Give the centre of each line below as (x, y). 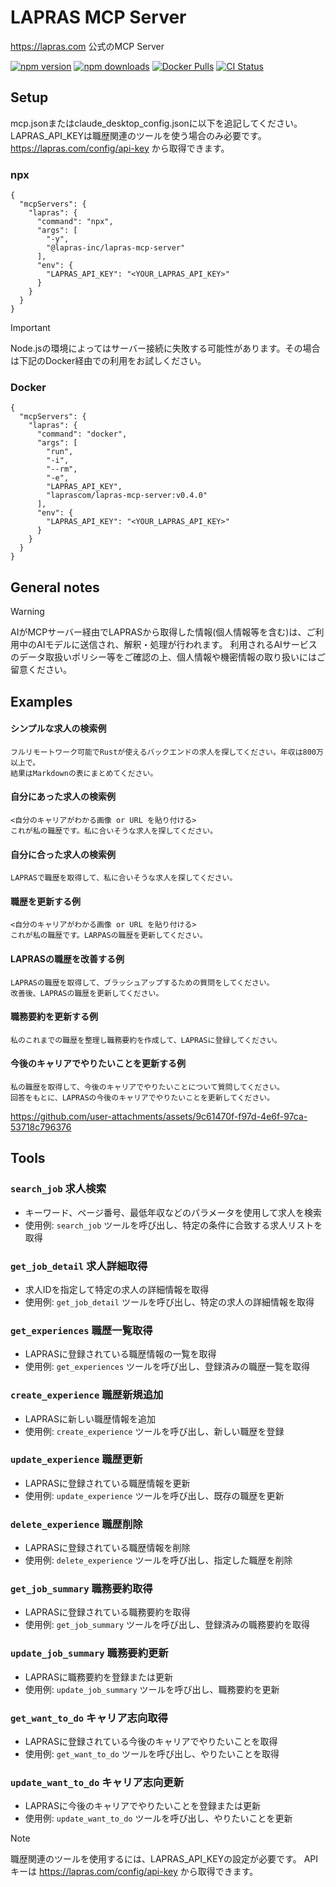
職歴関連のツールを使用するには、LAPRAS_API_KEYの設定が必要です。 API (164, 1859)
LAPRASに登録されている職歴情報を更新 (107, 1483)
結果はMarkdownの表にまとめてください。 (84, 773)
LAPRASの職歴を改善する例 (67, 958)
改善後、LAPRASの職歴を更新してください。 (87, 993)
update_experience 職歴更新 (76, 1459)
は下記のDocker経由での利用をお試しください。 (108, 361)
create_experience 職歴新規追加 (87, 1395)
